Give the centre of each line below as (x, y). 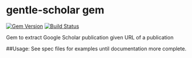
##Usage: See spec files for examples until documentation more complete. (96, 48)
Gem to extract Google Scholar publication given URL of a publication (90, 37)
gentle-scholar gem (55, 10)
